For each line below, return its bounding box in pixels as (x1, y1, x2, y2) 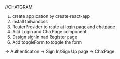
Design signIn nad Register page (12, 34, 78, 40)
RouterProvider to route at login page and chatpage (12, 24, 115, 29)
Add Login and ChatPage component (12, 29, 86, 34)
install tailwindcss (12, 19, 48, 24)
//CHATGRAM (5, 4, 33, 10)
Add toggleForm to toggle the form (12, 39, 82, 45)
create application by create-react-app (12, 14, 90, 19)
